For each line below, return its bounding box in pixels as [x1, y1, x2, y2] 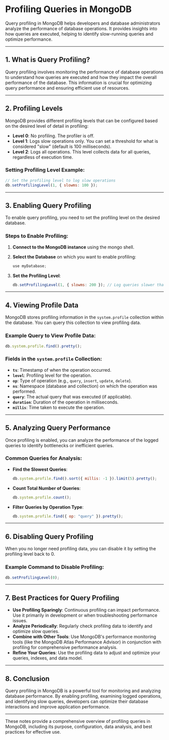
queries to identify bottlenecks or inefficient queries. [5, 442, 114, 448]
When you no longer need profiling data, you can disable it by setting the [5, 546, 156, 552]
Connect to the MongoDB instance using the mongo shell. [12, 244, 135, 250]
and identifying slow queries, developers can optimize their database [5, 698, 148, 705]
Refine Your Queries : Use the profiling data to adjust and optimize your [12, 650, 160, 656]
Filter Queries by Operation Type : [12, 504, 84, 510]
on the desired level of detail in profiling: [5, 123, 89, 129]
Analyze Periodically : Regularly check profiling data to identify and [12, 623, 152, 629]
